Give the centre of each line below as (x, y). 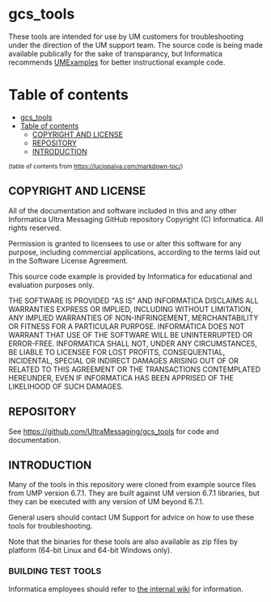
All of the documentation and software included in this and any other (123, 210)
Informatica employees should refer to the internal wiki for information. (126, 589)
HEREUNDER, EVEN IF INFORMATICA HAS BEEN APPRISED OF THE (121, 377)
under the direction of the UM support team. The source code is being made (135, 44)
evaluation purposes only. (51, 284)
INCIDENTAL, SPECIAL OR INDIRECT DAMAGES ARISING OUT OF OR (123, 360)
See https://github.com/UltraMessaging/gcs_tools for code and (114, 431)
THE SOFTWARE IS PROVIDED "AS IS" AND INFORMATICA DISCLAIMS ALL (133, 301)
